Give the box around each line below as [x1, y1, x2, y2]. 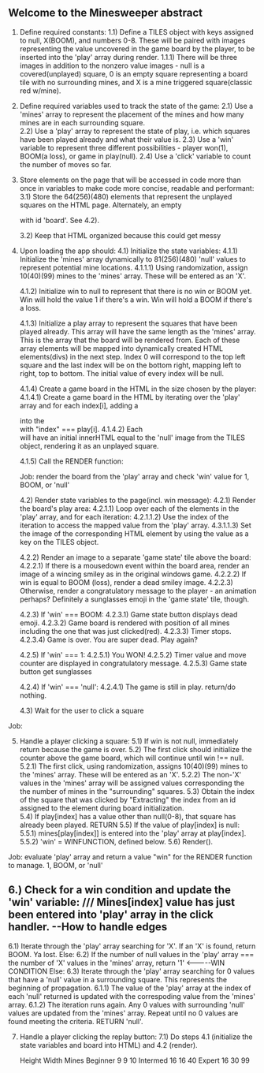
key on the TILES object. [19, 537, 99, 546]
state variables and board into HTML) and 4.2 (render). [19, 1040, 199, 1049]
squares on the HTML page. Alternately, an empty [19, 200, 182, 210]
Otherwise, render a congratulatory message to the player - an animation [19, 586, 257, 595]
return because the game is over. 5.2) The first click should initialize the [19, 744, 252, 754]
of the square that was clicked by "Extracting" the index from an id [19, 795, 236, 804]
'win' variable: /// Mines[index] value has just [8, 896, 236, 909]
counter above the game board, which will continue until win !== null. [19, 753, 244, 762]
